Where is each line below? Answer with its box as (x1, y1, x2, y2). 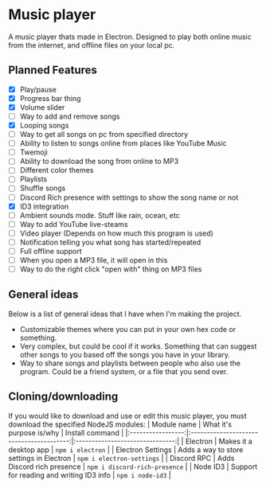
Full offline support (19, 246, 82, 256)
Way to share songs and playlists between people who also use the (19, 358, 241, 368)
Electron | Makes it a (185, 436, 252, 446)
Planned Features (8, 64, 98, 77)
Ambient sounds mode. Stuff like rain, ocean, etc (19, 210, 181, 220)
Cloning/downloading (8, 390, 119, 404)
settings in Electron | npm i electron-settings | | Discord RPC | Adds (8, 453, 235, 463)
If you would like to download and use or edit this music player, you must (8, 411, 247, 420)
